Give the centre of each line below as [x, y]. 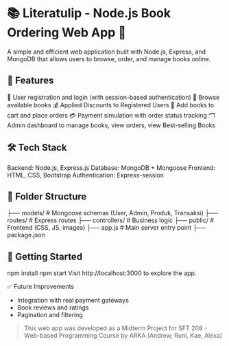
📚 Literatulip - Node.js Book [89, 13]
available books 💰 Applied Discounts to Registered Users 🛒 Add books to [111, 105]
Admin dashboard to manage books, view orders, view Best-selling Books [111, 125]
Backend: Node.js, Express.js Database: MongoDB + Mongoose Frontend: [111, 167]
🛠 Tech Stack [37, 148]
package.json [26, 235]
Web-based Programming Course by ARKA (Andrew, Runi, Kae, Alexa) [123, 336]
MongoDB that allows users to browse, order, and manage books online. [109, 58]
